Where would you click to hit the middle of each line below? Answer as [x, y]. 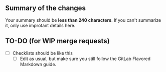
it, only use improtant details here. [40, 25]
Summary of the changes [46, 8]
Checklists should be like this [42, 53]
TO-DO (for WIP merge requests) [57, 41]
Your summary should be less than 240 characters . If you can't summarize [83, 20]
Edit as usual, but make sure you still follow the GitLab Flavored [85, 59]
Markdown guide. [38, 64]
